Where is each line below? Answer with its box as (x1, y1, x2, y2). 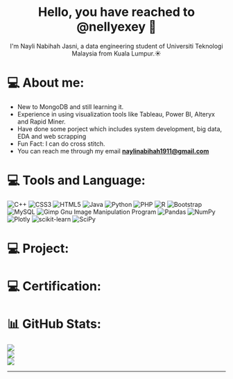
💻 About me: (7, 75, 85, 91)
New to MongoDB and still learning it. (17, 102, 124, 111)
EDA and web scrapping (17, 132, 87, 140)
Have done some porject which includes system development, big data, (17, 124, 223, 133)
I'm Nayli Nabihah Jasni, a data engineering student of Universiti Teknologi (10, 42, 223, 50)
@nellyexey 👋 (76, 19, 157, 35)
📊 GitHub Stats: (7, 317, 102, 332)
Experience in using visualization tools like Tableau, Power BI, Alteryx (17, 110, 215, 118)
